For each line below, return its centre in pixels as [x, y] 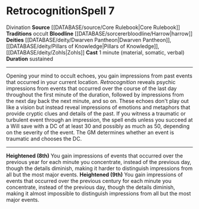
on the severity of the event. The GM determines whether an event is [90, 132]
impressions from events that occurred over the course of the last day [92, 88]
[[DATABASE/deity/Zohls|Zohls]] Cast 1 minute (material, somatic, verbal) [95, 52]
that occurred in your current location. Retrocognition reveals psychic [91, 82]
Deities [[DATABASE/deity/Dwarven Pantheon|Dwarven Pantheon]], [89, 40]
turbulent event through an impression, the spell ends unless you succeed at [99, 120]
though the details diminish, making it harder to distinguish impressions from [99, 168]
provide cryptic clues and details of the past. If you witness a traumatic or [96, 113]
